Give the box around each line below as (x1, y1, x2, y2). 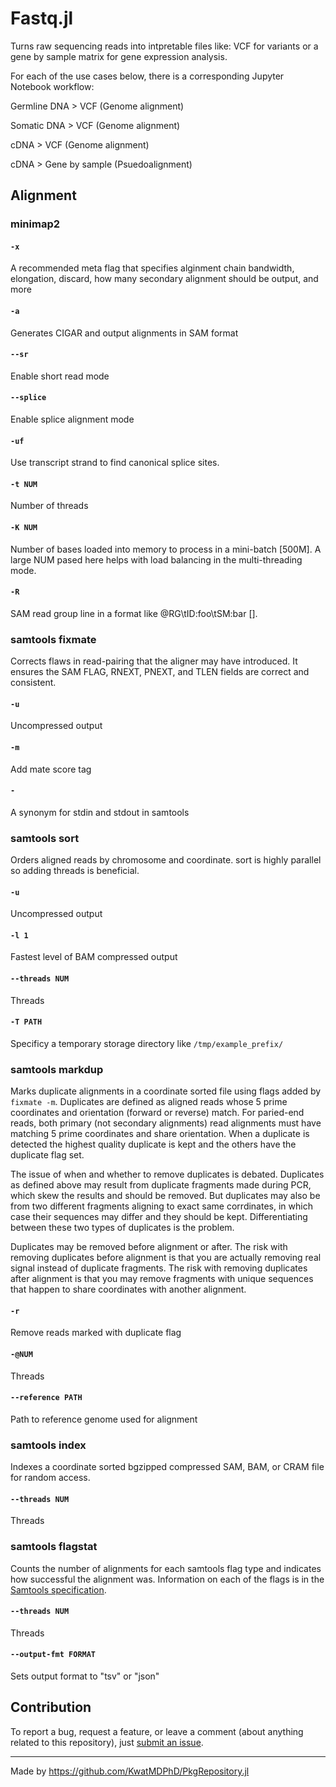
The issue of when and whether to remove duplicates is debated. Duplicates (10, 1168, 325, 1181)
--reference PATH (10, 1393, 83, 1403)
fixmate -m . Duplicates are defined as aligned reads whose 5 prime (10, 1096, 288, 1108)
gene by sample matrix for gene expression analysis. (10, 50, 228, 62)
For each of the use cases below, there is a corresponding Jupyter (10, 70, 285, 82)
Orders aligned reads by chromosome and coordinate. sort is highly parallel (10, 854, 322, 866)
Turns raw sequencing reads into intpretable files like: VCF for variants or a (10, 40, 319, 52)
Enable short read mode (10, 370, 110, 382)
